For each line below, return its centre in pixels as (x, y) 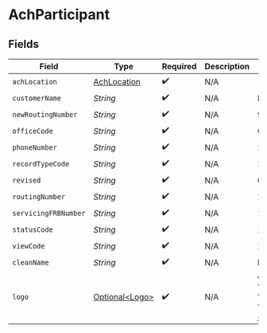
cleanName (31, 262)
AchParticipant (59, 15)
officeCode (33, 131)
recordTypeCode (41, 164)
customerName (37, 98)
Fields (24, 44)
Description (227, 67)
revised (27, 180)
